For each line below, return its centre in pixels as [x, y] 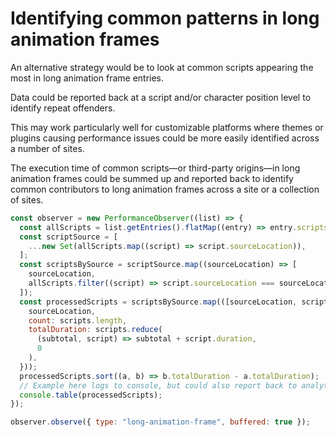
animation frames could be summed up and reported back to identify [152, 178]
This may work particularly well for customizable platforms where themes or [167, 127]
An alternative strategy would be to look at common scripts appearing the [162, 67]
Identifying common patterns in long [165, 18]
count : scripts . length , [78, 320]
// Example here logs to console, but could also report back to [158, 385]
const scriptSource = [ [68, 237]
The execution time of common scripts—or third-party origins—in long [155, 168]
